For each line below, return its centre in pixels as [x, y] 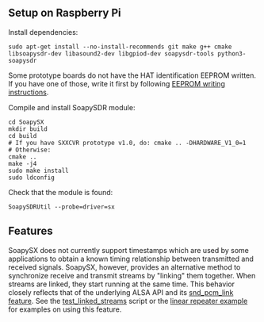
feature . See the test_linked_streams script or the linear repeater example [128, 301]
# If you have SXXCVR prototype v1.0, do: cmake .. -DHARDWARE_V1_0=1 [127, 143]
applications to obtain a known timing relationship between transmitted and [131, 259]
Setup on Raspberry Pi [65, 13]
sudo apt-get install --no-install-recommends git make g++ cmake [120, 47]
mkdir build [28, 129]
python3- [232, 54]
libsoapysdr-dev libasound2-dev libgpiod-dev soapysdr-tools [111, 54]
